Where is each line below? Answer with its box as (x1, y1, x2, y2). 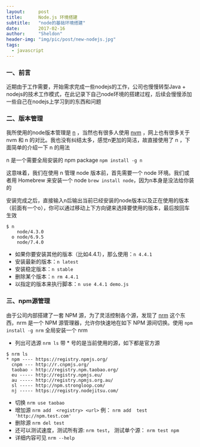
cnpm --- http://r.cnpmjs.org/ (11, 362, 90, 368)
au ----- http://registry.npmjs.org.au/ (11, 377, 113, 383)
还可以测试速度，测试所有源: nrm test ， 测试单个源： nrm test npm (14, 426, 179, 433)
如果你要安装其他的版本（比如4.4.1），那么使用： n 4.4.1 (14, 251, 152, 258)
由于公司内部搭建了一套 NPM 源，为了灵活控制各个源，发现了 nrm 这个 (6, 312, 180, 319)
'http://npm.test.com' (14, 413, 72, 419)
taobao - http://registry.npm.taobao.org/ (11, 366, 119, 373)
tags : (6, 42, 20, 48)
